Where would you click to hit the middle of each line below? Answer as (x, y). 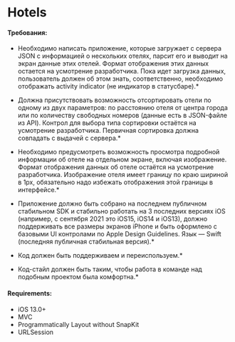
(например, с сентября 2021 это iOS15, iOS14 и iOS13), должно (113, 219)
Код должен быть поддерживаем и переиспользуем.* (100, 256)
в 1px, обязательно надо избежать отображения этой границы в (115, 182)
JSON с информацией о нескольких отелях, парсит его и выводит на (122, 56)
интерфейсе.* (38, 190)
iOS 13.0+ (32, 309)
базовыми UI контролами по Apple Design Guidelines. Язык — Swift (120, 234)
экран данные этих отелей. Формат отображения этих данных (113, 64)
